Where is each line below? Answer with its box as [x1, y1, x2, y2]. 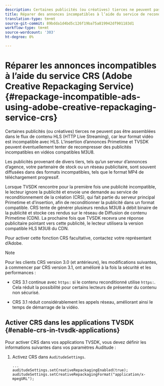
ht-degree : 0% [5, 35, 34, 40]
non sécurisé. [12, 289, 40, 295]
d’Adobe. [5, 240, 23, 246]
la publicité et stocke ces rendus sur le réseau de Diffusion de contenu [5, 209, 147, 216]
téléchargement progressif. [5, 174, 60, 180]
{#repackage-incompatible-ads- [5, 91, 141, 103]
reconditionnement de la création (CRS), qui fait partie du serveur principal [5, 194, 155, 200]
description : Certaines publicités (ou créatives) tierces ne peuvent [5, 7, 152, 12]
